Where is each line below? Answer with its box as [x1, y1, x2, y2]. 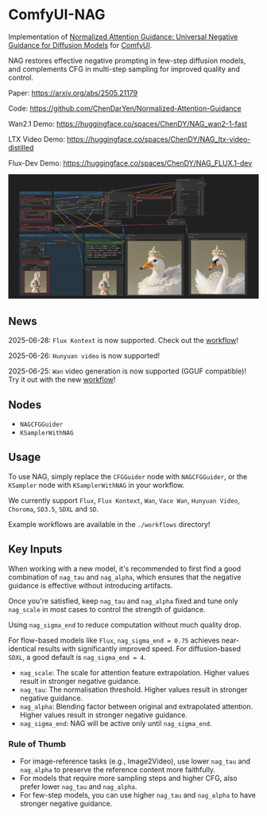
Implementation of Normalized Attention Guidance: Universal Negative [8, 32, 238, 41]
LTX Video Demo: [8, 134, 66, 144]
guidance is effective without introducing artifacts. [8, 580, 173, 590]
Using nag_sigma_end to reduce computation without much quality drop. [8, 619, 242, 630]
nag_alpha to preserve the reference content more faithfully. [19, 765, 216, 774]
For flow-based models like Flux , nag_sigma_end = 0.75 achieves [8, 635, 220, 645]
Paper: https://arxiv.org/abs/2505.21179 [8, 88, 137, 97]
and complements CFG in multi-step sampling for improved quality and [8, 64, 240, 73]
